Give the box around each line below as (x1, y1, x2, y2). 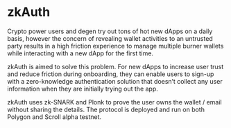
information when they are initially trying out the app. (7, 84, 158, 93)
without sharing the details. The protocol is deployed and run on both (7, 105, 205, 113)
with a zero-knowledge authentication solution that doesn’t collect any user (7, 77, 223, 85)
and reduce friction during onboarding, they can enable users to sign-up (7, 70, 214, 78)
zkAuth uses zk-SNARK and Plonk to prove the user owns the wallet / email (7, 98, 222, 106)
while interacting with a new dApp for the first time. (7, 49, 154, 57)
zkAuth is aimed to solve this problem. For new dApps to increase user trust (7, 62, 224, 71)
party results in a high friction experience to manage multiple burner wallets (7, 42, 224, 50)
